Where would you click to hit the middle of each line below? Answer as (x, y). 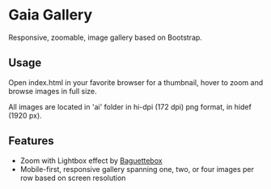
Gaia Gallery (51, 15)
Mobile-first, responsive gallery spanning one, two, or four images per (137, 169)
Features (31, 141)
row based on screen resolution (73, 178)
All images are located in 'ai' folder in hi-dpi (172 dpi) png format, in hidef (130, 106)
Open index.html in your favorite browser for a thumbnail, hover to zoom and (136, 82)
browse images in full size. (53, 91)
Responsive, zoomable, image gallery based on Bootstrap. (105, 37)
